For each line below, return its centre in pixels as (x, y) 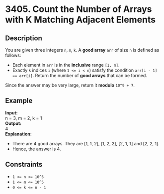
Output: (13, 123)
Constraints (24, 164)
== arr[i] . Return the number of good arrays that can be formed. (80, 75)
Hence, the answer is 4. (37, 149)
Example (19, 101)
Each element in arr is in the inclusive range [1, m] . (66, 65)
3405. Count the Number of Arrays (79, 9)
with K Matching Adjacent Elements (81, 20)
